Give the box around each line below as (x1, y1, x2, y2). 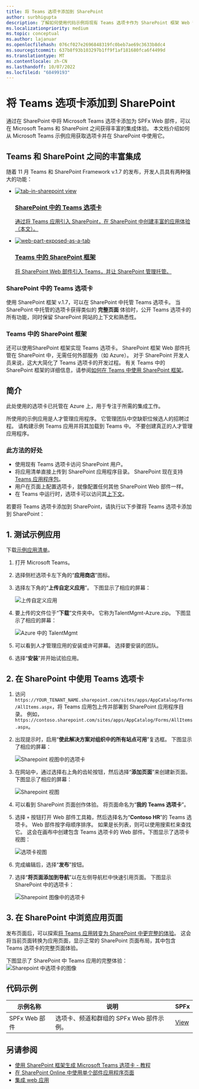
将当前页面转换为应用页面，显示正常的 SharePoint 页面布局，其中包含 (6, 937, 176, 944)
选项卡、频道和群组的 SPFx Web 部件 (55, 1014, 159, 1022)
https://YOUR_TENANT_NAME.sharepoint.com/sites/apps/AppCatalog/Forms (14, 697, 193, 703)
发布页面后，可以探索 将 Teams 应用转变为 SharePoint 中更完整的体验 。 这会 (6, 929, 191, 937)
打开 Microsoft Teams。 (14, 559, 73, 566)
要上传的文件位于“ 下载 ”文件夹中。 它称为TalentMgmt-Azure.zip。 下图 (14, 609, 186, 617)
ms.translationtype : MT (6, 53, 65, 59)
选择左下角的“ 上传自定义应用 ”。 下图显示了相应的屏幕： (14, 584, 151, 591)
